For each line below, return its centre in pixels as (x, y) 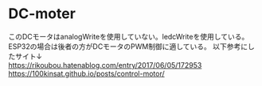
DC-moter (42, 14)
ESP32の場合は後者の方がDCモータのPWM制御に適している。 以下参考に (128, 46)
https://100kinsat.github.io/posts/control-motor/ (86, 73)
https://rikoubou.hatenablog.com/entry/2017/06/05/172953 (105, 65)
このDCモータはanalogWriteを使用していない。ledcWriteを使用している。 (129, 36)
